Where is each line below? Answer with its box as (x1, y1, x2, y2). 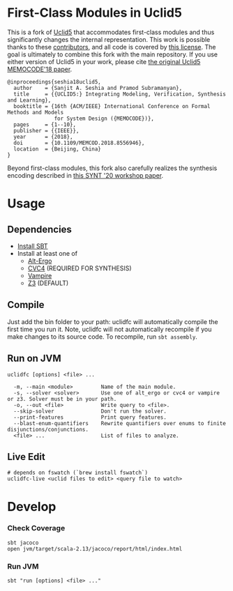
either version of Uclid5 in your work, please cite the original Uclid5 (7, 57, 201, 66)
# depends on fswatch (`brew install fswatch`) (7, 469, 149, 477)
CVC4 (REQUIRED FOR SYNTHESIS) (27, 263, 132, 273)
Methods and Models (7, 109, 64, 116)
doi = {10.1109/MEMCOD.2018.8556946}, (13, 139, 145, 146)
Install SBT (17, 242, 48, 250)
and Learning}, (7, 96, 52, 104)
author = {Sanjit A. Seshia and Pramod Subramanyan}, (13, 84, 183, 91)
